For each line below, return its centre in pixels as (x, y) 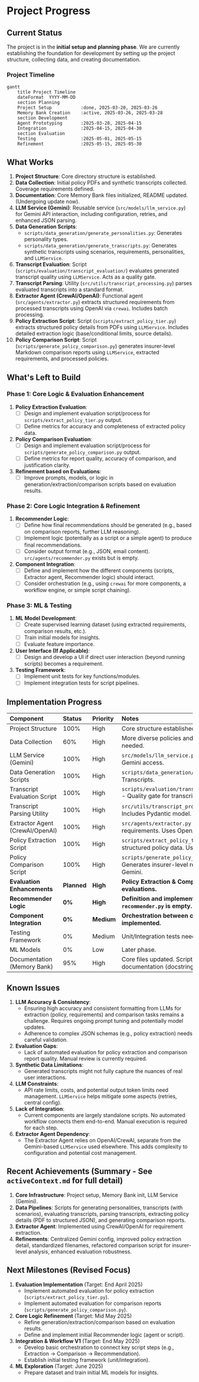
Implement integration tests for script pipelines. (81, 683)
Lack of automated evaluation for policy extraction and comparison (106, 1052)
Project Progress (49, 11)
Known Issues (33, 988)
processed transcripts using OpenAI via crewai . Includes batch (91, 308)
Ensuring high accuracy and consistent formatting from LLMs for (103, 1008)
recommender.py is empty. (157, 906)
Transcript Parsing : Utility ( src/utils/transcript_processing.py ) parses (104, 283)
